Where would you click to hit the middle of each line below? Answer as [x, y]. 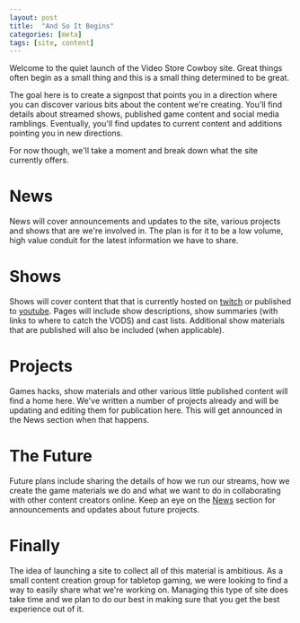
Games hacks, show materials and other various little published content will [149, 391]
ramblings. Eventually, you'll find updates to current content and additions [146, 124]
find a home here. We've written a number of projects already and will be [144, 401]
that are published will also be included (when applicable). [117, 330]
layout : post [34, 18]
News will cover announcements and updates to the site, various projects [145, 222]
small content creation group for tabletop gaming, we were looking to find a [149, 580]
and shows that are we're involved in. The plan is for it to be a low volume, [146, 231]
